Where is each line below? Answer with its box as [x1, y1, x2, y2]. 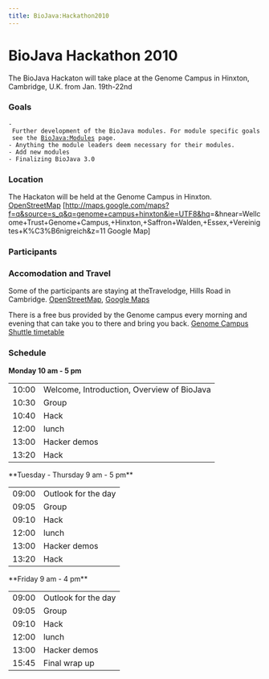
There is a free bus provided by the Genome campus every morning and [8, 311, 247, 320]
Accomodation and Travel [8, 268, 111, 278]
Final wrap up [43, 657, 95, 669]
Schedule [8, 348, 47, 359]
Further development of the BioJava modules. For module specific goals [11, 126, 261, 135]
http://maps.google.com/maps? [65, 200, 170, 210]
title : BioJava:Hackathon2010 [8, 11, 110, 20]
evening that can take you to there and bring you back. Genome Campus [8, 319, 249, 328]
